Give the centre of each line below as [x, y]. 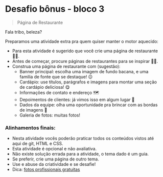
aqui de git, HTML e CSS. [38, 144]
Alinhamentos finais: [30, 128]
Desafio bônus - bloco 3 [55, 9]
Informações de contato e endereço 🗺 [59, 92]
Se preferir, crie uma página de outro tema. [56, 159]
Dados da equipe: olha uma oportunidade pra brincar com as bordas [89, 105]
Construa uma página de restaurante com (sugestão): [66, 66]
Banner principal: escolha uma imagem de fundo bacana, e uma [84, 71]
